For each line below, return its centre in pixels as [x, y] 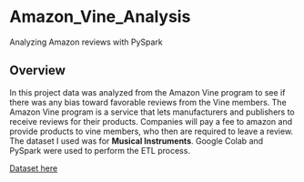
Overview [38, 71]
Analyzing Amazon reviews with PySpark [86, 42]
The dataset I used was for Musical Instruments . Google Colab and [137, 141]
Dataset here [34, 168]
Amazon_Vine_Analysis [100, 17]
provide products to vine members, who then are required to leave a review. [152, 131]
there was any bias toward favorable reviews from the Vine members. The [148, 102]
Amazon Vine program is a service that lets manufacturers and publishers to [152, 112]
